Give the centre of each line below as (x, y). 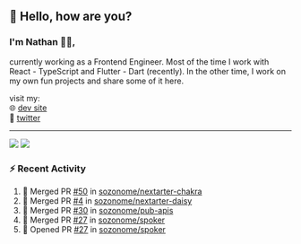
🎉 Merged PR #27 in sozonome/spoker (94, 220)
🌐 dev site (28, 108)
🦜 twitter (25, 118)
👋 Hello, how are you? (71, 17)
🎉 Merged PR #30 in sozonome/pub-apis (98, 210)
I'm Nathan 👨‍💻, (43, 42)
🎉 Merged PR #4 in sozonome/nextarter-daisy (107, 200)
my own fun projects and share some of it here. (97, 81)
